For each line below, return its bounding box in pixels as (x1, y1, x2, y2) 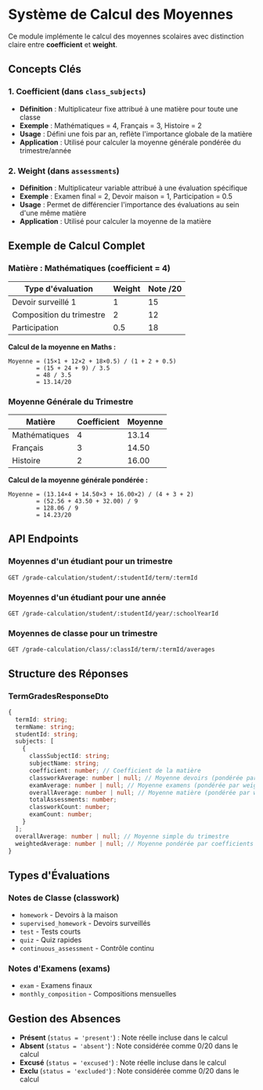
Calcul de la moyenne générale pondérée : (8, 475, 149, 485)
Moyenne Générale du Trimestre (8, 396, 134, 407)
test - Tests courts (19, 927, 81, 936)
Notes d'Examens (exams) (8, 963, 111, 974)
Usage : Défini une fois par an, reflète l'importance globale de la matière (19, 129, 253, 138)
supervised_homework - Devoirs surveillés (19, 919, 151, 928)
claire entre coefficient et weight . (8, 39, 118, 49)
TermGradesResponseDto (8, 690, 110, 701)
